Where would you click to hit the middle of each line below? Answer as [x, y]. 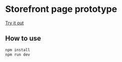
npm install [18, 50]
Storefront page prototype [61, 9]
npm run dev [18, 55]
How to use [23, 38]
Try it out [15, 23]
